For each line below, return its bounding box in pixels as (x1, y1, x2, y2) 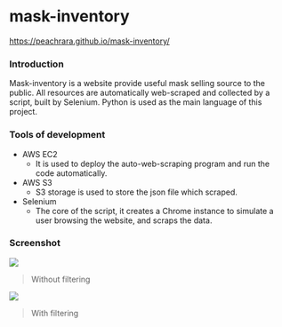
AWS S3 (21, 177, 53, 187)
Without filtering (30, 274, 91, 284)
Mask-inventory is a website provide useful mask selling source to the (9, 78, 265, 89)
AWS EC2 (21, 148, 58, 159)
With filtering (30, 307, 79, 318)
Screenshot (9, 237, 60, 250)
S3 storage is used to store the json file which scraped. (35, 187, 238, 197)
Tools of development (9, 129, 106, 141)
